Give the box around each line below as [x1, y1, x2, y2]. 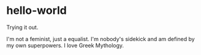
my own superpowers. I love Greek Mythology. [6, 42, 124, 49]
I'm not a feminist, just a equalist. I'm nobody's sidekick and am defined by [6, 35, 195, 42]
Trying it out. [6, 24, 39, 31]
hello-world [6, 4, 67, 18]
